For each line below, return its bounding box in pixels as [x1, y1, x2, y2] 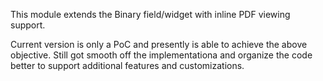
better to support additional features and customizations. [10, 60, 245, 71]
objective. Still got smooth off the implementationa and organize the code [10, 49, 313, 61]
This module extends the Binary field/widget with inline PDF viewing [10, 9, 291, 20]
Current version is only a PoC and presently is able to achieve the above [10, 39, 308, 50]
